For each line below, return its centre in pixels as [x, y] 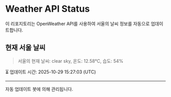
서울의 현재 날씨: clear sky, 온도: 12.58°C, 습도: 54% [70, 61]
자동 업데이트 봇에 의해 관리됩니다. [39, 89]
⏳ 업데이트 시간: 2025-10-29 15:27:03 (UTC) [51, 71]
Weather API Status [48, 9]
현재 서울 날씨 [25, 48]
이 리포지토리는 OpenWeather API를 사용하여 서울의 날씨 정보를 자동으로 [78, 23]
